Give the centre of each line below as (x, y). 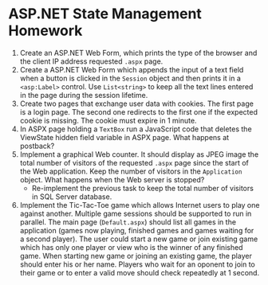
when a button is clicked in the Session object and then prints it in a (130, 78)
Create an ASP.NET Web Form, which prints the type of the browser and (138, 53)
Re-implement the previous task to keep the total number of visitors (142, 188)
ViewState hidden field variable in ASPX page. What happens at (124, 137)
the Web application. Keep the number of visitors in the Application (131, 171)
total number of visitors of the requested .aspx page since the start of (134, 162)
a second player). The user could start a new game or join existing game (139, 239)
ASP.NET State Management (105, 14)
